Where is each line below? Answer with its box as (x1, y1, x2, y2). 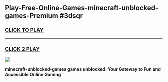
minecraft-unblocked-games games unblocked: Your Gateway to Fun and (5, 66, 161, 72)
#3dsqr (59, 12, 83, 20)
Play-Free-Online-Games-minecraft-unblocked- (5, 4, 159, 12)
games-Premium (5, 12, 58, 20)
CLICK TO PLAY (5, 27, 44, 34)
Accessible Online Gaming (5, 71, 61, 77)
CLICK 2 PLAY (5, 45, 40, 52)
